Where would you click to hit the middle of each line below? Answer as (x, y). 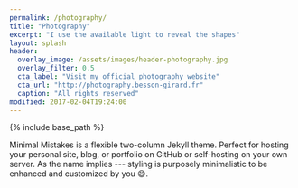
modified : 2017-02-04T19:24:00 (68, 102)
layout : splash (38, 43)
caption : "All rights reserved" (79, 93)
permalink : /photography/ (58, 18)
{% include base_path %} (57, 127)
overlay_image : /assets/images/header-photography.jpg (123, 60)
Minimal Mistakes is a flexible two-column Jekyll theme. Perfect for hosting (149, 145)
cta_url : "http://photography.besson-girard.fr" (111, 85)
